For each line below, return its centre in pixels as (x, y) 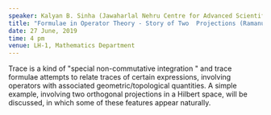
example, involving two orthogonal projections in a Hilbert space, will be (128, 94)
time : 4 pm (27, 38)
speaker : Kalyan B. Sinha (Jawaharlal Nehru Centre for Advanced (120, 16)
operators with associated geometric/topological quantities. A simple (123, 86)
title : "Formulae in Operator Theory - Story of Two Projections (122, 23)
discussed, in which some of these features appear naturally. (110, 103)
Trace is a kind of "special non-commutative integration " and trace (120, 68)
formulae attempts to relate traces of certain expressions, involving (120, 77)
